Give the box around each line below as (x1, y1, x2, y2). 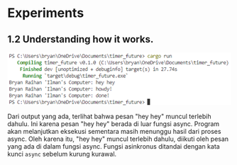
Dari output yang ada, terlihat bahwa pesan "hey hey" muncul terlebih (7, 112, 211, 120)
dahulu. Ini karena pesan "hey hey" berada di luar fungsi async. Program (7, 119, 220, 128)
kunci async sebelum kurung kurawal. (7, 149, 117, 158)
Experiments (7, 5, 84, 21)
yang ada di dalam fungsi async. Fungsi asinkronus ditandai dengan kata (7, 142, 220, 150)
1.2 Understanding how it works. (7, 33, 154, 45)
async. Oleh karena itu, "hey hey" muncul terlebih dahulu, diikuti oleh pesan (7, 135, 229, 143)
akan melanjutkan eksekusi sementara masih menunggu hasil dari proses (7, 127, 221, 135)
